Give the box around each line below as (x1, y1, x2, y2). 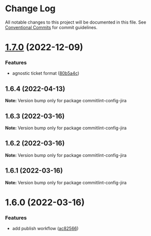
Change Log (5, 3, 56, 14)
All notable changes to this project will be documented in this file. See (5, 19, 147, 25)
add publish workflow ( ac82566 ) (12, 226, 79, 232)
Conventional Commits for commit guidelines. (5, 24, 97, 30)
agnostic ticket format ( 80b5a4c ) (12, 70, 80, 76)
